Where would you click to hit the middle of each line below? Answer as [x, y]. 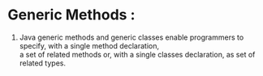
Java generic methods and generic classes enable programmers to [131, 37]
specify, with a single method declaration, [89, 45]
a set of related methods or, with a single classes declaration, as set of [137, 54]
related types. [43, 63]
